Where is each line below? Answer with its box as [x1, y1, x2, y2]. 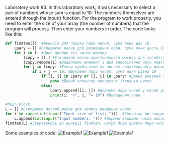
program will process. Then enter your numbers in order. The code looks [5, 26, 156, 32]
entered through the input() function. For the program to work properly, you [5, 15, 161, 21]
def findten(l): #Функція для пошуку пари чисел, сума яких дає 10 [5, 41, 150, 46]
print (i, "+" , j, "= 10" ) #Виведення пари [50, 92, 141, 98]
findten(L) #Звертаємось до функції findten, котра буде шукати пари [5, 121, 154, 126]
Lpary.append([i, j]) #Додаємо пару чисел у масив [50, 88, 158, 93]
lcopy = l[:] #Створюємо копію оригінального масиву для [23, 55, 145, 60]
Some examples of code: [5, 130, 57, 136]
